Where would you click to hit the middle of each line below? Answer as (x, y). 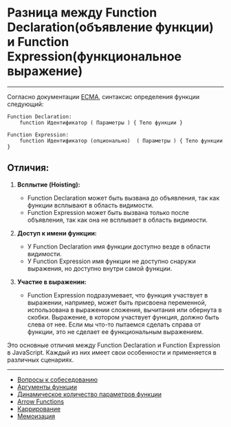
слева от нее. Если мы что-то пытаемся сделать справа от (114, 324)
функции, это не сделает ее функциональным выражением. (115, 331)
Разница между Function (82, 13)
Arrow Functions (40, 402)
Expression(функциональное (95, 57)
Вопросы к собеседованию (57, 379)
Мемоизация (36, 416)
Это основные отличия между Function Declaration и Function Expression (114, 345)
